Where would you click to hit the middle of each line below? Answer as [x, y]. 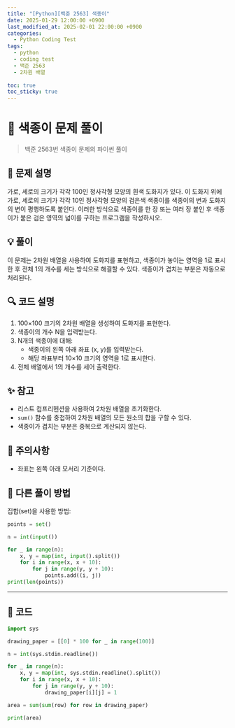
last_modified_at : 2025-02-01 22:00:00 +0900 [74, 27]
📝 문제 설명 [30, 173]
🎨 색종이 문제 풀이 [55, 128]
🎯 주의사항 [29, 451]
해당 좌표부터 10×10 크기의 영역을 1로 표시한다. [92, 358]
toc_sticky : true [33, 92]
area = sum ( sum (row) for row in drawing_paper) [78, 705]
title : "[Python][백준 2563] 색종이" [58, 14]
